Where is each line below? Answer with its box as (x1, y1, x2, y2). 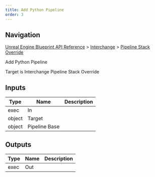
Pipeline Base (27, 123, 60, 130)
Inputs (5, 83, 26, 92)
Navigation (5, 31, 40, 39)
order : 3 (5, 12, 24, 17)
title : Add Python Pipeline (5, 7, 64, 13)
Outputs (5, 140, 32, 149)
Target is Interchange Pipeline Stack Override (5, 69, 100, 75)
